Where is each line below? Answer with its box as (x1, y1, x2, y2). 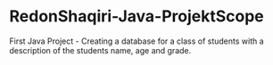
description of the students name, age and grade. (9, 45, 192, 55)
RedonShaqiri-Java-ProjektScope (9, 6, 265, 27)
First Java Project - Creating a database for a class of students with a (9, 36, 265, 46)
